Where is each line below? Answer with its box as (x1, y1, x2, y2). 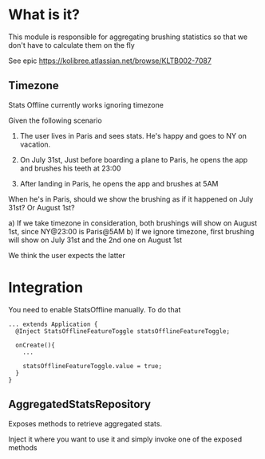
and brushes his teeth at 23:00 (19, 163, 121, 173)
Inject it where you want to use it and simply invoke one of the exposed (8, 434, 243, 444)
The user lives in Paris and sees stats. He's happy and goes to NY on (19, 131, 247, 140)
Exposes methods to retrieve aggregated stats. (8, 418, 162, 428)
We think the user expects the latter (8, 250, 125, 260)
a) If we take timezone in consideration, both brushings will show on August (8, 218, 258, 228)
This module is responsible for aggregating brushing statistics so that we (8, 32, 248, 41)
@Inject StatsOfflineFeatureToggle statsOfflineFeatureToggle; (15, 327, 230, 335)
